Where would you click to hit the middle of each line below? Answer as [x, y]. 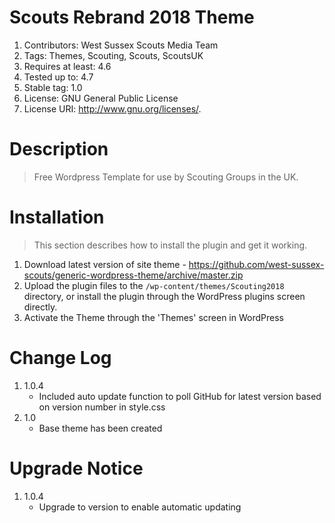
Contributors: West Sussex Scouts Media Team [121, 45]
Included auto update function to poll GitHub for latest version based [180, 396]
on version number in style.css [102, 407]
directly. [40, 307]
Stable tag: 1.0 [53, 87]
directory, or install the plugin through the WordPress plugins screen [164, 296]
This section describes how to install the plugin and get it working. [170, 245]
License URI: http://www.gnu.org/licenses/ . [112, 108]
